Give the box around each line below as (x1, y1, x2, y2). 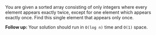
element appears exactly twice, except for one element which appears (5, 9, 151, 15)
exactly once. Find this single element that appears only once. (5, 15, 134, 20)
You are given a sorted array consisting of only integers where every (5, 4, 147, 10)
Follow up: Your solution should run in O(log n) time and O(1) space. (5, 24, 148, 30)
